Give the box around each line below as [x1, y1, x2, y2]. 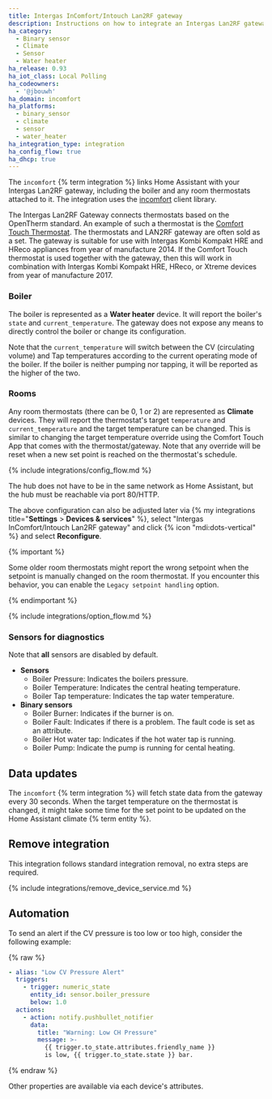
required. [8, 867, 39, 877]
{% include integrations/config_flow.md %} [8, 465, 152, 475]
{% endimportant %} [8, 595, 78, 605]
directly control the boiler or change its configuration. [8, 326, 186, 336]
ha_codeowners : [8, 79, 60, 88]
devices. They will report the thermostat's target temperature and [8, 415, 226, 425]
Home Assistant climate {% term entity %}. [8, 814, 151, 823]
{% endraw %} [8, 1066, 58, 1075]
